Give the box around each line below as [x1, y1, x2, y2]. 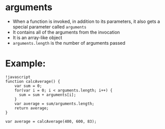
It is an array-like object [12, 35, 63, 41]
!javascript [5, 74, 31, 80]
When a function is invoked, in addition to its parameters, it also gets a [12, 18, 160, 24]
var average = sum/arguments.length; [14, 101, 95, 106]
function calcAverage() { [5, 79, 60, 84]
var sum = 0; [14, 83, 42, 88]
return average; [14, 106, 49, 111]
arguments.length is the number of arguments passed [12, 40, 126, 46]
